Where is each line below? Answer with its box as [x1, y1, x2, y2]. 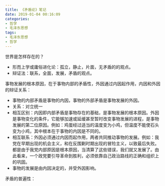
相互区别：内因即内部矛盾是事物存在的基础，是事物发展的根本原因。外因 [12, 110, 159, 115]
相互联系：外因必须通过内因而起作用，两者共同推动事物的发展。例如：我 [12, 134, 159, 140]
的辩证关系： [5, 87, 31, 93]
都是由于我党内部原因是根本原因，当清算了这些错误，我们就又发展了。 [12, 147, 155, 152]
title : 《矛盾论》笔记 [5, 7, 47, 12]
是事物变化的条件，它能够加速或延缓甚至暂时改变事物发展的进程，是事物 [12, 115, 159, 121]
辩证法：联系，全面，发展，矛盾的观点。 [12, 70, 95, 76]
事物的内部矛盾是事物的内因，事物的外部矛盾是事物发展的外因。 [12, 97, 142, 103]
